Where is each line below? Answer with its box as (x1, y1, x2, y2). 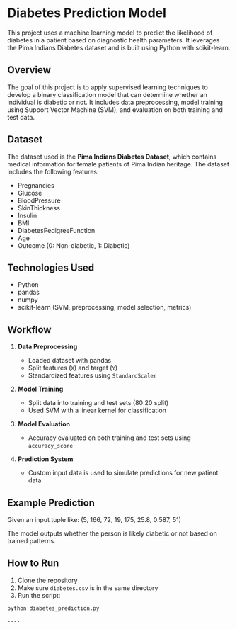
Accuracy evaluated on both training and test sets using (28, 433, 191, 442)
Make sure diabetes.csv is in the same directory (17, 583, 158, 592)
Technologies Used (7, 261, 94, 273)
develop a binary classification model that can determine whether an (7, 90, 207, 98)
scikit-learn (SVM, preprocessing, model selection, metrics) (17, 303, 192, 312)
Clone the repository (17, 576, 78, 584)
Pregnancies (17, 181, 54, 189)
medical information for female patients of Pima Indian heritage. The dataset (7, 159, 230, 168)
